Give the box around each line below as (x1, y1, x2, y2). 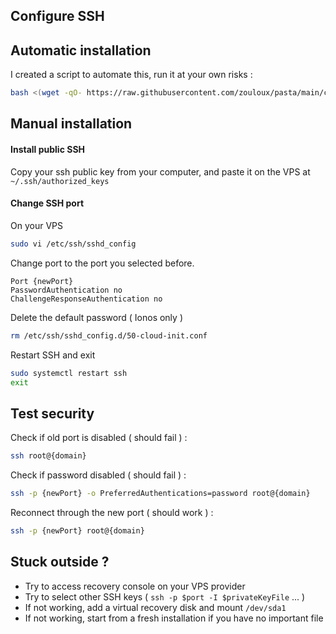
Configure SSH (10, 8, 105, 25)
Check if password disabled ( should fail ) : (10, 469, 187, 481)
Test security (10, 405, 95, 422)
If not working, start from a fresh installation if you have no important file (24, 612, 324, 624)
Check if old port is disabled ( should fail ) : (10, 432, 188, 444)
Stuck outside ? (10, 554, 110, 571)
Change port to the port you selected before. (10, 257, 195, 269)
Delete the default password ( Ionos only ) (10, 311, 183, 323)
